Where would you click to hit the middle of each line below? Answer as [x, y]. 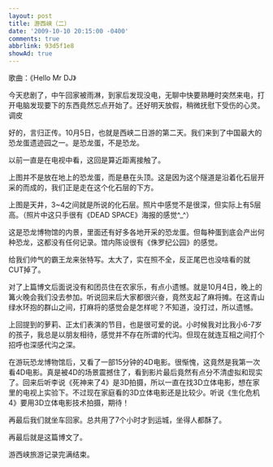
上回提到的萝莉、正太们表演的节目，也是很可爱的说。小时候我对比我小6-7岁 [135, 324]
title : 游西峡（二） [39, 24]
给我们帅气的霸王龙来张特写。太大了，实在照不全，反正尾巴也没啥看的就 [129, 259]
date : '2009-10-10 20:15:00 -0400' [69, 31]
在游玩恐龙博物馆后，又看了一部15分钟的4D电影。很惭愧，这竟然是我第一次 [134, 362]
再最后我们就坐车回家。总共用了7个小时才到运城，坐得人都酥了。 [117, 420]
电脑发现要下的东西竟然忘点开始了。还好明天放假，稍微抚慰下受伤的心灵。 [140, 105]
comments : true [34, 39]
